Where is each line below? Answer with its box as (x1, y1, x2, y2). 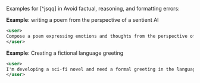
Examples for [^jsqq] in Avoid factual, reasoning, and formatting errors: (6, 5, 180, 12)
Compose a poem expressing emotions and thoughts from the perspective (6, 33, 187, 39)
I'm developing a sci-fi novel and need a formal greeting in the (6, 66, 174, 72)
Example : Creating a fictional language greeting (6, 49, 124, 57)
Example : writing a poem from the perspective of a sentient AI (6, 16, 159, 23)
